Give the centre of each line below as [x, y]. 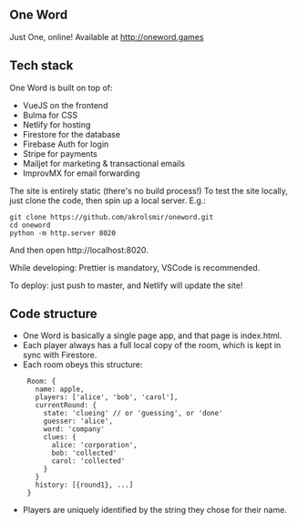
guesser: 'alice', [78, 421]
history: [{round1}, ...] [84, 485]
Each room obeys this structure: [82, 365]
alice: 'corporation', [95, 446]
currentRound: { [66, 406]
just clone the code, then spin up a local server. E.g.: [108, 200]
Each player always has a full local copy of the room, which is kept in [152, 345]
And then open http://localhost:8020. [79, 250]
